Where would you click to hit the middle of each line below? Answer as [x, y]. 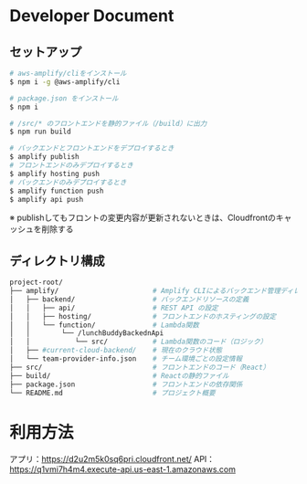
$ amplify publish [44, 157]
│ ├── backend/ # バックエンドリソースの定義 [129, 299]
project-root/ [37, 283]
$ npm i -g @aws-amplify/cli [65, 82]
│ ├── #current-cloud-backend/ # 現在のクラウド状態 [116, 351]
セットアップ [46, 52]
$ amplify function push [57, 191]
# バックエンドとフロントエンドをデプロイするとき [92, 148]
